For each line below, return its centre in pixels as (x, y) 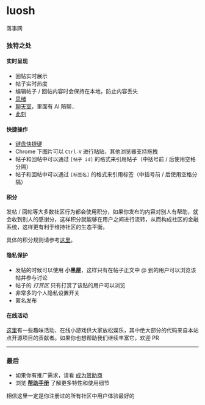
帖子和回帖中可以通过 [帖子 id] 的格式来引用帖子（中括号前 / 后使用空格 (106, 159)
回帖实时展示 (31, 76)
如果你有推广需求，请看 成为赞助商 (59, 375)
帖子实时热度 (31, 84)
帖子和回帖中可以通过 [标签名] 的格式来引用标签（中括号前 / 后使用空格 (103, 174)
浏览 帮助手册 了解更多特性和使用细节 (62, 383)
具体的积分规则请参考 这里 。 (41, 240)
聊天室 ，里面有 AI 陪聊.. (45, 107)
